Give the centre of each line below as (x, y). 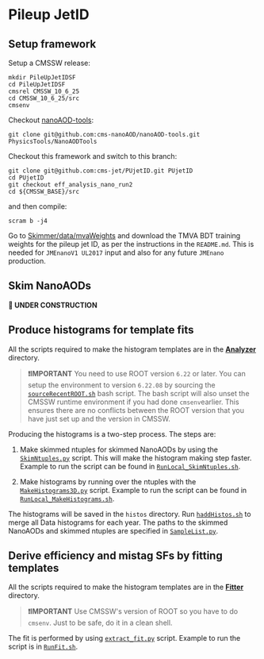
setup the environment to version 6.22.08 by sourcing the (121, 385)
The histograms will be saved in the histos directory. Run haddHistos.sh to (130, 514)
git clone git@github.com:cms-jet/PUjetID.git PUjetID (101, 171)
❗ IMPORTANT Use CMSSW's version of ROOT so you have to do (133, 611)
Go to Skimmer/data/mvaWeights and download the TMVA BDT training (124, 235)
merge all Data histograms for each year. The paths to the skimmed (118, 522)
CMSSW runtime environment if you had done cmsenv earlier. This (133, 402)
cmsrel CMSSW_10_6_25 (44, 91)
